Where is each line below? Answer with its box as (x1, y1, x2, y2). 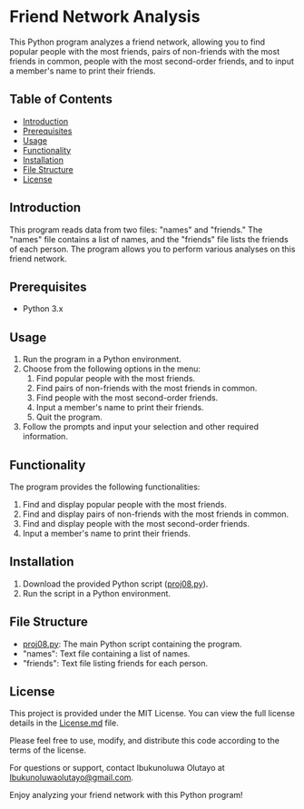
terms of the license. (9, 745, 86, 755)
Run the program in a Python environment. (22, 354, 181, 365)
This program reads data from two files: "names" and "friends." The (9, 224, 263, 235)
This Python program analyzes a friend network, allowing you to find (9, 36, 266, 47)
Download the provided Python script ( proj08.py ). (22, 578, 209, 589)
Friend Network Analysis (9, 6, 201, 27)
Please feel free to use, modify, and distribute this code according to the (9, 735, 279, 746)
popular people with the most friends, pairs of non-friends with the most (9, 45, 279, 56)
